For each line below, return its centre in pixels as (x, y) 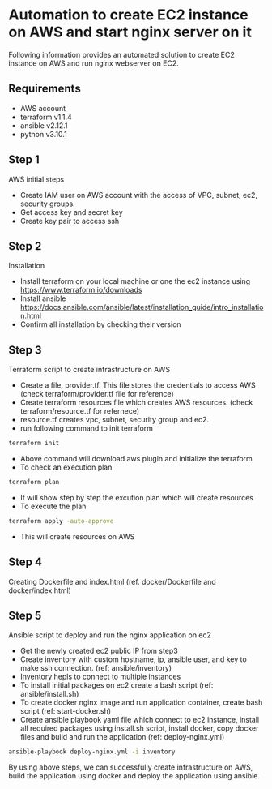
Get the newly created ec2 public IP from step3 (99, 651)
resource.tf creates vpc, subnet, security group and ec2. (114, 420)
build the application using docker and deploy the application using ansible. (134, 776)
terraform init (34, 444)
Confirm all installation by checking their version (100, 324)
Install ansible (43, 298)
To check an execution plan (66, 467)
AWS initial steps (36, 179)
